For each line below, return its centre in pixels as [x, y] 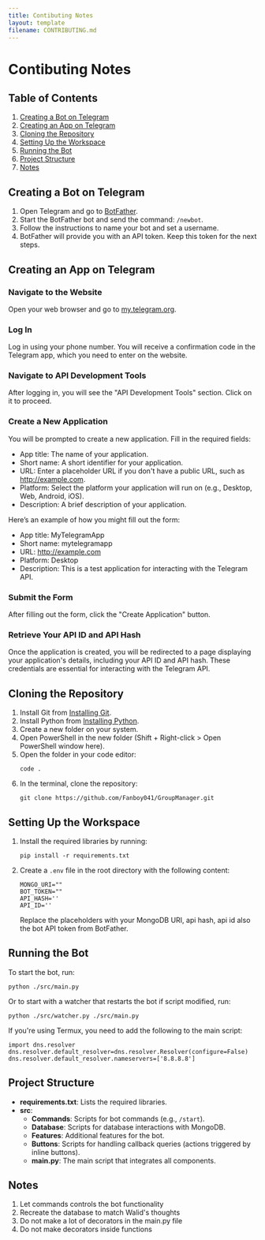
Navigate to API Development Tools [77, 375]
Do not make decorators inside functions [86, 1229]
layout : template [37, 23]
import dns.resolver [42, 1045]
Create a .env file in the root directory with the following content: [125, 870]
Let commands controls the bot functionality [91, 1205]
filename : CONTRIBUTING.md [52, 30]
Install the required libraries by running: [83, 841]
